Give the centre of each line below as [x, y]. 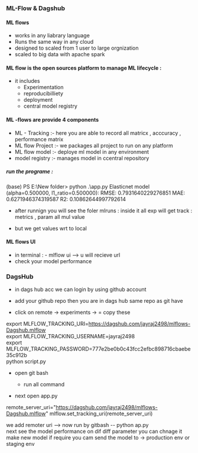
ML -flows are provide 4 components [53, 119]
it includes [27, 81]
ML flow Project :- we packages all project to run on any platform [94, 145]
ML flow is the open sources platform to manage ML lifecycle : [84, 68]
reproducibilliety [43, 93]
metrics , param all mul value [50, 216]
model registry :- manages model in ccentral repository [82, 158]
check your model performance [53, 261]
